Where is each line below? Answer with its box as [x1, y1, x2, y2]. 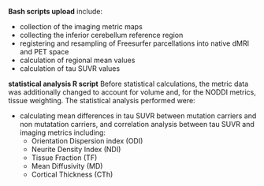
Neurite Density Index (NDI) [31, 145, 121, 154]
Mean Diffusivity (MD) [31, 162, 103, 170]
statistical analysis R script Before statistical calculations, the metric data [8, 79, 249, 88]
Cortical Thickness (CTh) [31, 169, 113, 179]
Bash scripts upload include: [8, 7, 102, 16]
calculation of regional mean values [19, 55, 136, 65]
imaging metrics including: [19, 128, 106, 137]
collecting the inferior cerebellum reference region [19, 31, 184, 39]
